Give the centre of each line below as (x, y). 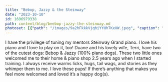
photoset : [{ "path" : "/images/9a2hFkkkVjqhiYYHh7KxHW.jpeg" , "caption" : (82, 28)
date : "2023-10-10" (25, 14)
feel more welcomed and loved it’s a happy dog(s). (57, 74)
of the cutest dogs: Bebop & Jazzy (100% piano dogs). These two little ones (83, 53)
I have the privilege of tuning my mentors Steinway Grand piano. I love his (81, 42)
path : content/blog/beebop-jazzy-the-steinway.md (58, 24)
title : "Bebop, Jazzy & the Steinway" (45, 10)
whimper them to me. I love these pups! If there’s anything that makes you (81, 69)
